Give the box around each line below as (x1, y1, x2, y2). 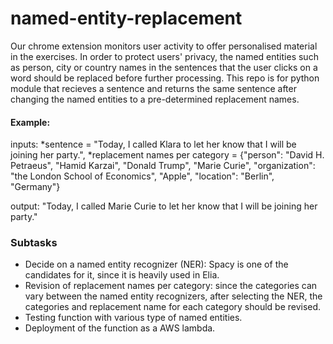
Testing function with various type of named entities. (24, 312, 243, 324)
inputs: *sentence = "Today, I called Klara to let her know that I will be (10, 138, 297, 151)
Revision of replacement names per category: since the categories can (24, 280, 318, 292)
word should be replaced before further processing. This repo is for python (10, 72, 320, 84)
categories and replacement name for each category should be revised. (24, 301, 322, 313)
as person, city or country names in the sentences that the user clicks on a (10, 61, 318, 73)
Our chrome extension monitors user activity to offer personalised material (10, 40, 318, 52)
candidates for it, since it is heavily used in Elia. (24, 269, 220, 281)
